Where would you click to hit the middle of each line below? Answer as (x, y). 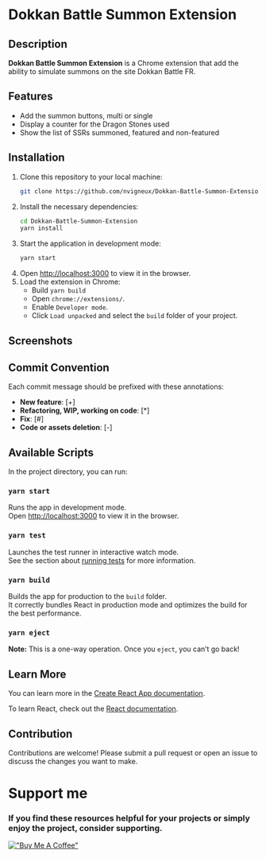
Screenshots (40, 341)
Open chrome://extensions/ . (78, 299)
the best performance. (45, 613)
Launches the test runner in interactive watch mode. (94, 552)
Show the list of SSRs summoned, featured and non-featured (120, 132)
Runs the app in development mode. (67, 507)
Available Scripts (51, 452)
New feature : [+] (47, 402)
